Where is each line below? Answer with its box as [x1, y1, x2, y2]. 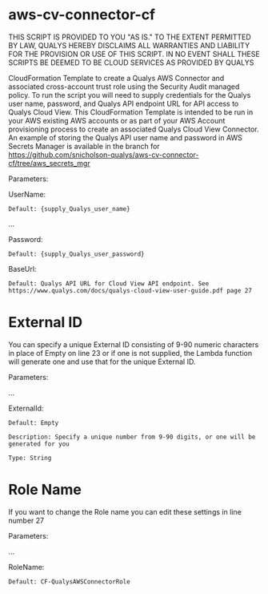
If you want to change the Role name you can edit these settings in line [8, 507, 242, 516]
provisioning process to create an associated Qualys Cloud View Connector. [8, 124, 259, 134]
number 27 [8, 515, 45, 525]
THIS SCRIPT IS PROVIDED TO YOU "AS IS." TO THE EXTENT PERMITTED [8, 32, 252, 42]
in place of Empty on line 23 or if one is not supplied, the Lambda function [8, 348, 253, 358]
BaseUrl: [8, 264, 37, 273]
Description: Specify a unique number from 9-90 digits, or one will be [8, 433, 256, 441]
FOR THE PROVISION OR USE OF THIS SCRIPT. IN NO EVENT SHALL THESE [8, 49, 260, 59]
